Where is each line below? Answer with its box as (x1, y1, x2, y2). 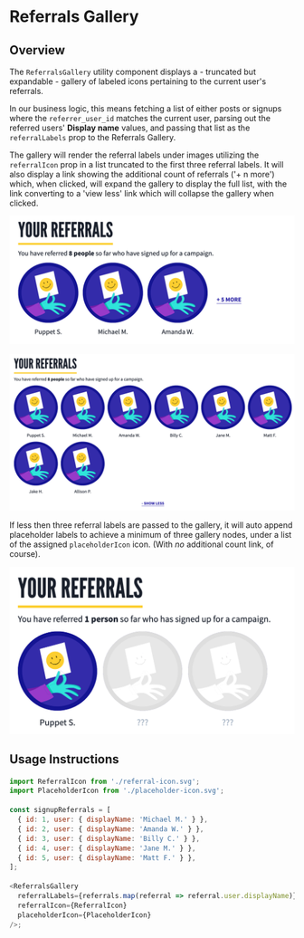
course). (9, 549, 41, 559)
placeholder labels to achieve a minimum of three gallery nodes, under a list (9, 530, 292, 540)
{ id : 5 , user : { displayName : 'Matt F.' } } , (17, 853, 196, 862)
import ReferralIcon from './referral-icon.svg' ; (9, 777, 201, 786)
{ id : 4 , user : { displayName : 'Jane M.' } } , (17, 844, 196, 853)
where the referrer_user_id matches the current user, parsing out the (9, 113, 271, 123)
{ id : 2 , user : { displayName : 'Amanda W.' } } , (17, 824, 204, 834)
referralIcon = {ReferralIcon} (17, 901, 128, 910)
